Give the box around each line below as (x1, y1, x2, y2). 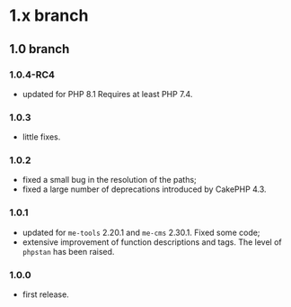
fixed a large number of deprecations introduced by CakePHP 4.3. (22, 184, 267, 194)
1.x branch (9, 5, 89, 26)
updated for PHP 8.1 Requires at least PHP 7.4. (22, 88, 193, 99)
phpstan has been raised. (22, 246, 115, 257)
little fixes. (22, 131, 61, 142)
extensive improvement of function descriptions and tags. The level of (22, 236, 282, 248)
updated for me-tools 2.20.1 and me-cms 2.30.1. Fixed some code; (22, 227, 260, 238)
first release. (22, 289, 69, 300)
